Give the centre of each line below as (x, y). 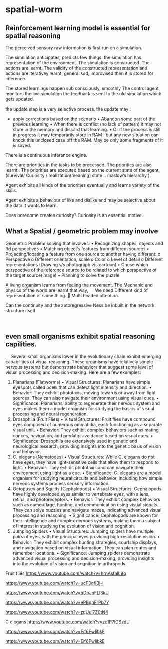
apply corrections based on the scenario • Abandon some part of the (84, 119)
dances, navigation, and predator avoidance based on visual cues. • (83, 435)
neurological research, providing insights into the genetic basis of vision (87, 446)
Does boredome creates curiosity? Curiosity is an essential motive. (74, 215)
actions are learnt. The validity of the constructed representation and (76, 68)
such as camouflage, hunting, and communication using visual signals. (86, 505)
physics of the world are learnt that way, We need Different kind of (77, 290)
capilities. (21, 344)
